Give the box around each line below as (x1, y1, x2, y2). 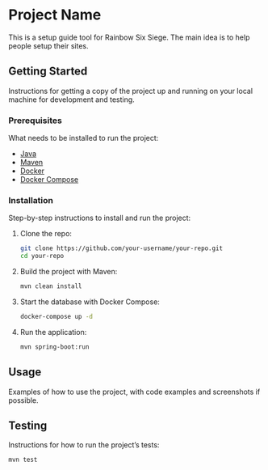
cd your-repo (19, 252, 65, 260)
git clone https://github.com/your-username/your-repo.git (19, 244, 224, 252)
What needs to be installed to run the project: (8, 133, 159, 143)
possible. (8, 395, 39, 405)
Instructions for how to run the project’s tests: (8, 440, 160, 450)
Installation (8, 194, 54, 205)
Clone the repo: (19, 229, 73, 239)
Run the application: (19, 327, 87, 337)
